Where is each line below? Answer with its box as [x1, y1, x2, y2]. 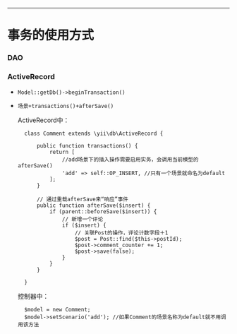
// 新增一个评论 [62, 216, 104, 223]
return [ [49, 149, 75, 156]
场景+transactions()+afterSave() [17, 103, 114, 110]
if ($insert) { [62, 222, 107, 229]
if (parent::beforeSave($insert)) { [49, 208, 157, 215]
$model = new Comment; [24, 306, 91, 314]
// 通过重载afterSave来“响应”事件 [36, 196, 128, 203]
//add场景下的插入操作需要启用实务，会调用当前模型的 [62, 156, 199, 163]
